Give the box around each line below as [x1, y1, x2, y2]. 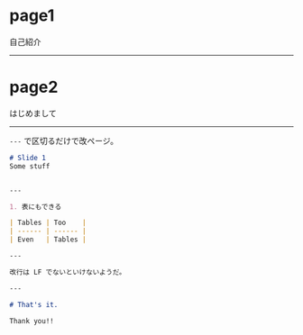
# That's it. [9, 300, 59, 309]
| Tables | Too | [9, 218, 87, 228]
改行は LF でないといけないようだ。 [9, 267, 126, 276]
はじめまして [9, 107, 57, 118]
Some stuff [9, 161, 50, 171]
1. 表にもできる [9, 202, 62, 212]
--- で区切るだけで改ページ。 [9, 135, 119, 146]
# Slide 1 [9, 153, 47, 162]
